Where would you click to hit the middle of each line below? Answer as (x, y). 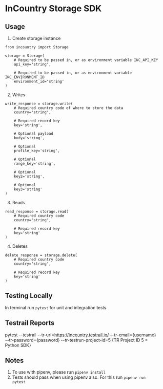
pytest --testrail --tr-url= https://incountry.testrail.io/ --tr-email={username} (81, 335)
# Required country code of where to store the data (69, 108)
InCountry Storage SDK (53, 9)
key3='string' (28, 189)
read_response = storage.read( (37, 212)
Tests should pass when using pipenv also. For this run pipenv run (79, 377)
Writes (19, 95)
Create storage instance (36, 38)
